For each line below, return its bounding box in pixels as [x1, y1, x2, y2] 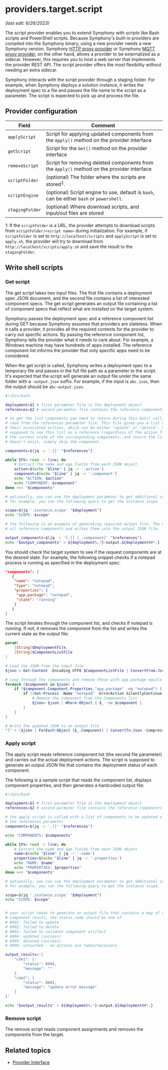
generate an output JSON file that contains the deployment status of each [5, 762, 157, 768]
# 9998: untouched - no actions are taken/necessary [5, 943, 117, 948]
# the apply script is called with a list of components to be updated [5, 814, 157, 820]
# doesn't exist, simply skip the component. [5, 439, 101, 444]
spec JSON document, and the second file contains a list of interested [5, 295, 150, 301]
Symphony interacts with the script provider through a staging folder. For [5, 77, 155, 83]
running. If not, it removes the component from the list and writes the [5, 625, 147, 631]
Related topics [5, 1046, 51, 1054]
